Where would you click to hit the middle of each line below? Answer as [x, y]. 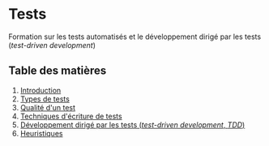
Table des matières [58, 71]
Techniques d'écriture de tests [71, 116]
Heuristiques [41, 133]
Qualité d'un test [47, 107]
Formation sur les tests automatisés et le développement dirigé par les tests [135, 36]
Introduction [41, 90]
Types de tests [45, 99]
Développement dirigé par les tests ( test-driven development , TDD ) [132, 125]
